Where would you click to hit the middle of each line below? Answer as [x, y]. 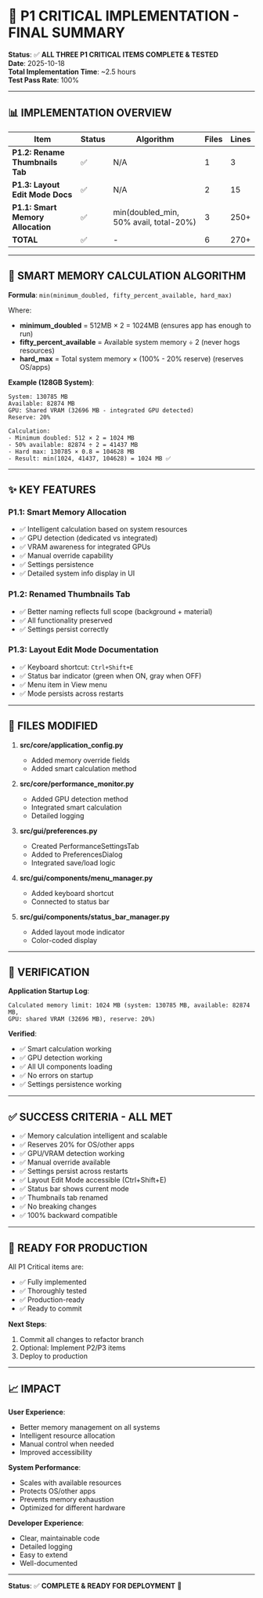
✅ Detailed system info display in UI [77, 573]
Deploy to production [54, 1356]
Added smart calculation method [84, 768]
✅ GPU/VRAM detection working [72, 1154]
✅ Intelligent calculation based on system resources [103, 529]
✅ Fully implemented [53, 1282]
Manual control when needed [67, 1443]
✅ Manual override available [65, 1162]
